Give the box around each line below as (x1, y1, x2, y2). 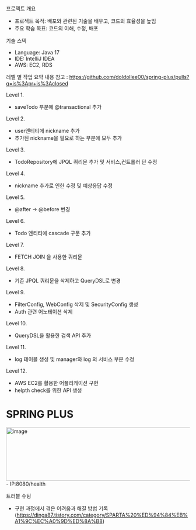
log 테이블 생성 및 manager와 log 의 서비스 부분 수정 (14, 356, 135, 363)
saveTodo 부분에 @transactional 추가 (14, 104, 102, 110)
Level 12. (6, 367, 27, 374)
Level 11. (6, 344, 26, 350)
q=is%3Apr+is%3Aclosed (6, 80, 68, 87)
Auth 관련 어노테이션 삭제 (14, 308, 73, 315)
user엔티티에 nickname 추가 (14, 128, 80, 134)
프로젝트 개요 (6, 5, 36, 12)
